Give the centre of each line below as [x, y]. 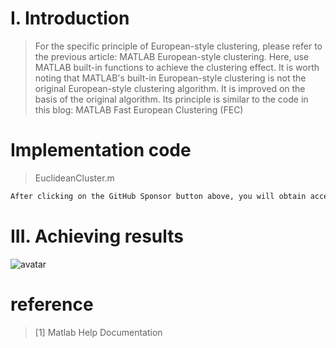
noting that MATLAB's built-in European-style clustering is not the [170, 78]
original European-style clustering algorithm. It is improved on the [170, 88]
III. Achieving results [97, 236]
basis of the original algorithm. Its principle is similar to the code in [171, 99]
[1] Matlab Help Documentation [98, 332]
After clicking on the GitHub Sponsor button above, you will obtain [158, 196]
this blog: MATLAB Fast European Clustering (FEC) [139, 109]
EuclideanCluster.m [74, 178]
